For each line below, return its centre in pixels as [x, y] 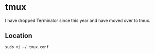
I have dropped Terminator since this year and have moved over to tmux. [78, 20]
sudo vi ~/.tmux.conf [27, 47]
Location [19, 36]
